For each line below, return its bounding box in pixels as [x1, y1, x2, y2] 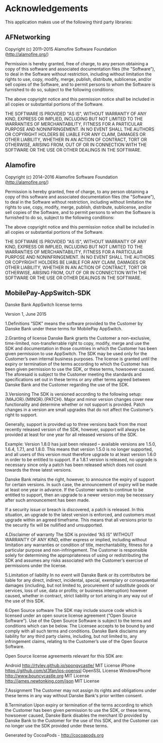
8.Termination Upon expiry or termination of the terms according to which [5, 702, 153, 708]
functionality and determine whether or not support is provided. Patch [5, 401, 145, 407]
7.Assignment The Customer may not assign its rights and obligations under [5, 687, 157, 693]
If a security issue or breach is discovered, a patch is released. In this [5, 507, 144, 513]
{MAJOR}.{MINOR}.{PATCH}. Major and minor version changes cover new [5, 397, 154, 402]
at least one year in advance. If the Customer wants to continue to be [5, 487, 144, 493]
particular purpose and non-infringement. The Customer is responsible [5, 547, 147, 553]
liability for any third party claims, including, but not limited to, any [5, 633, 137, 639]
